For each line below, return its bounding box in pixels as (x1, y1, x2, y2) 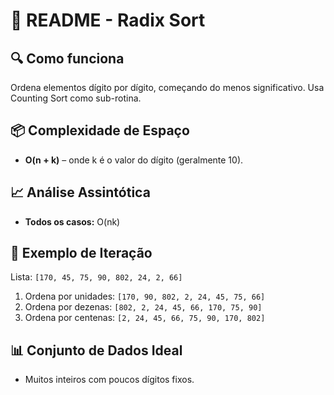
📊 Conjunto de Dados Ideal (10, 342, 183, 359)
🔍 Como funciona (10, 50, 125, 67)
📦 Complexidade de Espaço (10, 122, 190, 139)
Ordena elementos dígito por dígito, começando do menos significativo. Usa (10, 82, 325, 93)
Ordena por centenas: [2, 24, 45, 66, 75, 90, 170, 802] (24, 312, 266, 324)
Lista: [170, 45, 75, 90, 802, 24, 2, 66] (10, 271, 183, 283)
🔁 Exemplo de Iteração (10, 245, 153, 262)
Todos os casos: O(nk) (24, 215, 121, 228)
